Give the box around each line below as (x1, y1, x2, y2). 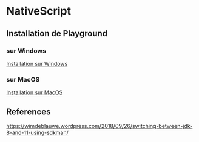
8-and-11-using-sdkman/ (6, 129, 69, 136)
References (6, 106, 51, 117)
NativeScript (6, 4, 72, 18)
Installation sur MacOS (6, 89, 63, 96)
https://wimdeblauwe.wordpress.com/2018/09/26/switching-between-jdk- (6, 122, 193, 129)
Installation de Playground (6, 28, 108, 39)
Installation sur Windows (6, 60, 68, 67)
